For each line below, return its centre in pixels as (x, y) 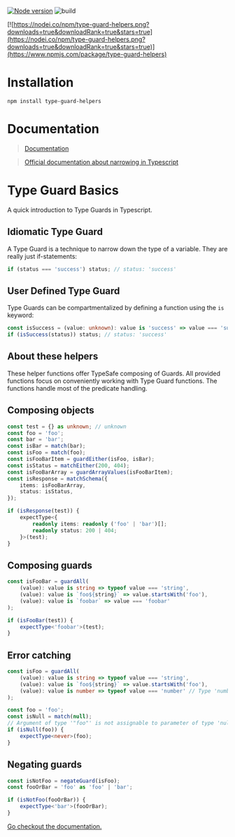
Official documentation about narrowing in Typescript (101, 162)
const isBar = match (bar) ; (47, 446)
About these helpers (53, 357)
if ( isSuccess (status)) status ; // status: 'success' (87, 335)
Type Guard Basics (63, 190)
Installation (41, 82)
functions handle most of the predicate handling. (78, 388)
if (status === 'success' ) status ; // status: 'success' (92, 269)
